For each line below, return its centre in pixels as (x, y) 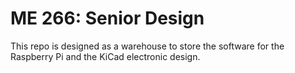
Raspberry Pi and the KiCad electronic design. (105, 56)
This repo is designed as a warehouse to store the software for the (147, 46)
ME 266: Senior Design (107, 18)
